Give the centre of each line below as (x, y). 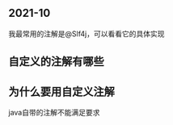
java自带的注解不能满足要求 (54, 113)
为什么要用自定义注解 (61, 92)
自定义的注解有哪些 (56, 62)
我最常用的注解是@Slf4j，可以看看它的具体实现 (86, 33)
